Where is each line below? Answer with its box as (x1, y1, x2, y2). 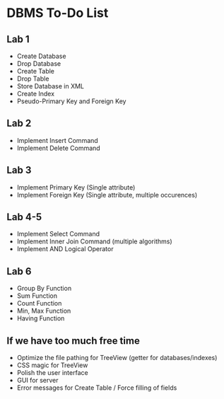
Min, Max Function (16, 306, 71, 316)
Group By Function (16, 284, 72, 293)
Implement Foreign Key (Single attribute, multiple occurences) (16, 190, 198, 199)
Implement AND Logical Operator (16, 245, 114, 253)
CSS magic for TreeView (16, 361, 88, 369)
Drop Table (16, 74, 49, 83)
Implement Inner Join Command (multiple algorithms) (16, 237, 172, 245)
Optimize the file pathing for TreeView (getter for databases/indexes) (16, 354, 218, 362)
